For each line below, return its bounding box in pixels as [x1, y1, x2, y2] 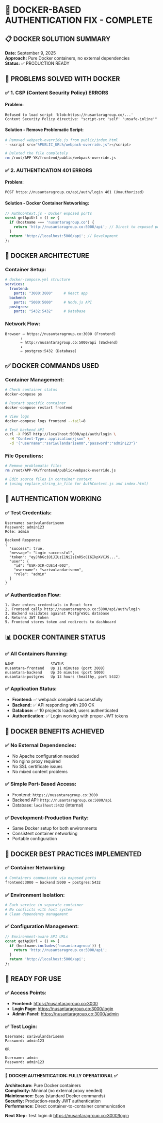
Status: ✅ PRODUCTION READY [5, 60, 70, 66]
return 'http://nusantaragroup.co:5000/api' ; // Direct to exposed [14, 225, 153, 229]
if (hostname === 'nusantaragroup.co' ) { [9, 220, 95, 225]
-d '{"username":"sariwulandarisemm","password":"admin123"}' [9, 441, 138, 446]
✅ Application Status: [5, 685, 57, 692]
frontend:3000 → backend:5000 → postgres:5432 [5, 880, 101, 885]
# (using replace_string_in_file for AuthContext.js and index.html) [5, 482, 149, 487]
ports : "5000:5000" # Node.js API [14, 299, 92, 305]
